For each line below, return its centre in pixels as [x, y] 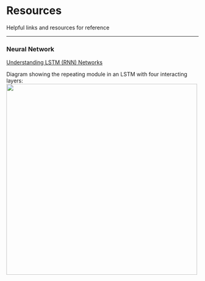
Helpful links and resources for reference [58, 27]
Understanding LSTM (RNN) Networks [54, 62]
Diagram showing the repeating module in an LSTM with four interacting [97, 75]
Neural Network [31, 49]
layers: [15, 81]
